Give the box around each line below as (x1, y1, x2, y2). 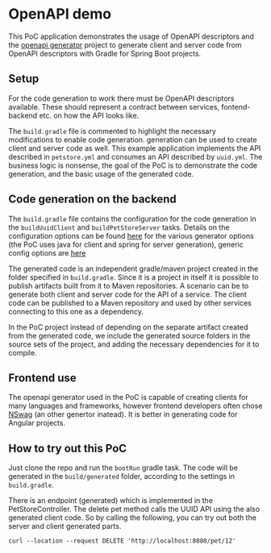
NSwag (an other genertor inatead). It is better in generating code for (8, 410, 238, 419)
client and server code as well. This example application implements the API (8, 143, 261, 153)
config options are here (8, 247, 86, 258)
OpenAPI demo (8, 5, 111, 23)
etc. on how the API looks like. (39, 110, 140, 120)
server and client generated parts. (8, 522, 122, 531)
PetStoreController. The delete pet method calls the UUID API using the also (8, 505, 261, 514)
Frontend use (8, 371, 77, 385)
